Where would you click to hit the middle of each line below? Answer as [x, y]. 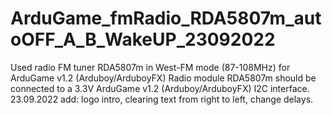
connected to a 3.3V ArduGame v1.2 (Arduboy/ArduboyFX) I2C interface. [160, 88]
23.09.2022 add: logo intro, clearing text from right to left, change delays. [162, 99]
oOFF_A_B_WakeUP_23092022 [143, 39]
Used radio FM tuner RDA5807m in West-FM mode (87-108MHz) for [150, 67]
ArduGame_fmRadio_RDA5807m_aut [166, 18]
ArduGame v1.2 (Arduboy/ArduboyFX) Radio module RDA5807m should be [163, 78]
